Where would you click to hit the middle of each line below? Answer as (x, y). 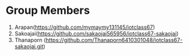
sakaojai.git (29, 46)
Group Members (48, 11)
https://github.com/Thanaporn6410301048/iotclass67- (114, 40)
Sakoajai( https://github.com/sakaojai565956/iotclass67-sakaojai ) (97, 33)
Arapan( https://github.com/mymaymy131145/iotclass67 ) (85, 27)
